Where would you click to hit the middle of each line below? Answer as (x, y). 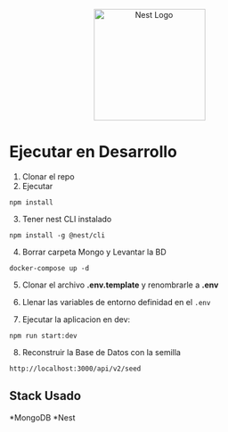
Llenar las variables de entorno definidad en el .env (116, 302)
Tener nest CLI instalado (67, 219)
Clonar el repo (48, 176)
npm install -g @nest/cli (57, 235)
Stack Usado (45, 396)
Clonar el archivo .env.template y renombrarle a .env (120, 285)
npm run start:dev (43, 336)
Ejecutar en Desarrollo (94, 152)
